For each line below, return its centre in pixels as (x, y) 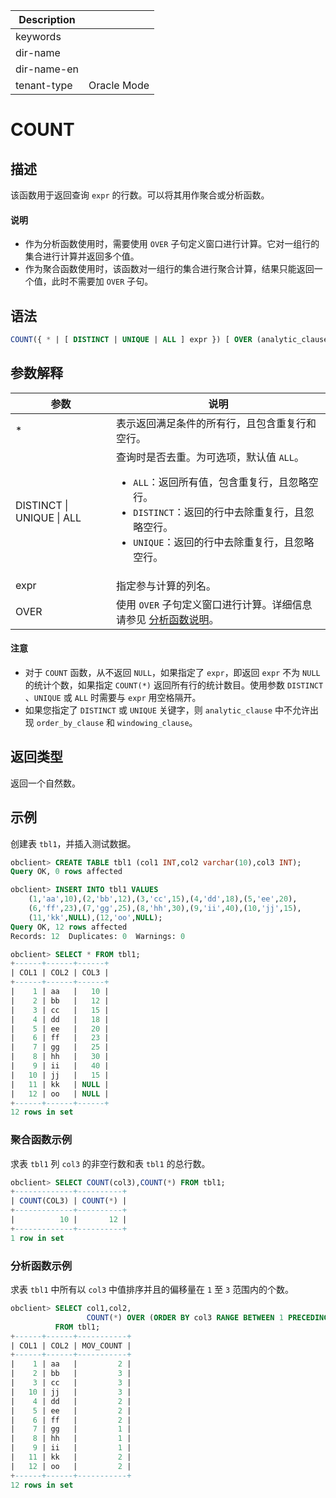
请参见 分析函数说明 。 (168, 619)
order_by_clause (70, 723)
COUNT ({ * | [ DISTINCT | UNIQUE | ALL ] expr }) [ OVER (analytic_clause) (171, 340)
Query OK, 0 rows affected (66, 872)
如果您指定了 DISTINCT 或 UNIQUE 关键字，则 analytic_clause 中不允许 (167, 710)
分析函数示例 (41, 1266)
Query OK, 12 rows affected (69, 927)
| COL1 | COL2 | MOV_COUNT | (71, 1345)
